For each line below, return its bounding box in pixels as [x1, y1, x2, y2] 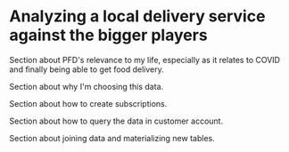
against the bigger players [9, 25, 208, 45]
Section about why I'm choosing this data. [9, 81, 164, 92]
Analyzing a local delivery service [9, 6, 266, 27]
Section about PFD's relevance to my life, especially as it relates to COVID [9, 54, 281, 65]
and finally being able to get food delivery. [9, 64, 165, 75]
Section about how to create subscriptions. [9, 98, 168, 108]
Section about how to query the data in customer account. [9, 116, 224, 126]
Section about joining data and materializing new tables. [9, 132, 216, 143]
